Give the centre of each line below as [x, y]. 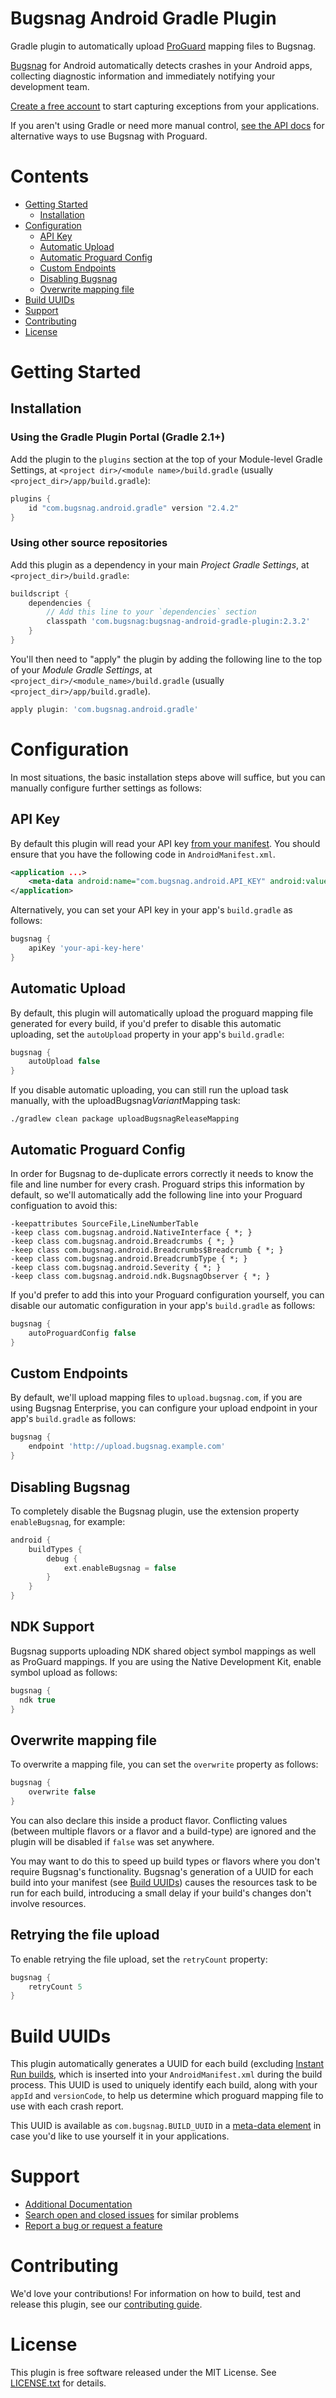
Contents [50, 176]
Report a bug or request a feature [93, 2226]
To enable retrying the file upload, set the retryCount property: [139, 1959]
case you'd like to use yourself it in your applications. [120, 2136]
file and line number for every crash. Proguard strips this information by [157, 1184]
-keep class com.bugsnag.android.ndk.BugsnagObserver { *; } [140, 1277]
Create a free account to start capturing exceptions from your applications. [165, 106]
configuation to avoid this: [64, 1206]
